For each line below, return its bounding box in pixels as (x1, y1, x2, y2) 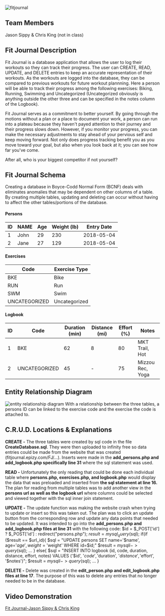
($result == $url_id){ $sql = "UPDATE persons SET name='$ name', (5, 537, 140, 543)
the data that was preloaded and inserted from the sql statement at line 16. (5, 479, 158, 485)
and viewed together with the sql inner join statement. (5, 495, 114, 501)
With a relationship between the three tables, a (65, 401, 160, 407)
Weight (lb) (52, 223, 79, 230)
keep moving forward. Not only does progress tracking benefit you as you (5, 137, 155, 143)
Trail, (137, 345, 149, 352)
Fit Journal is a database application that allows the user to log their (5, 59, 142, 65)
